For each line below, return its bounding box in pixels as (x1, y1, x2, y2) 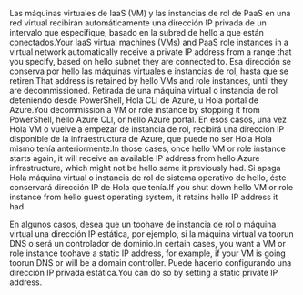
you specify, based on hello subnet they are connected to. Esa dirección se (9, 56, 291, 66)
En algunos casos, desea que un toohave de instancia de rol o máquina (9, 219, 277, 229)
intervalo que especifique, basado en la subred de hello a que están (9, 27, 264, 37)
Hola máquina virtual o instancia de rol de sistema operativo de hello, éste (9, 172, 287, 183)
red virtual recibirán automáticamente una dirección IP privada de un (9, 17, 267, 28)
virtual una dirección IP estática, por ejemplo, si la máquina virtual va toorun (9, 229, 294, 239)
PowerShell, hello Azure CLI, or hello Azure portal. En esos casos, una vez (9, 114, 288, 125)
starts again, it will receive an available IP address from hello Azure (9, 153, 260, 163)
